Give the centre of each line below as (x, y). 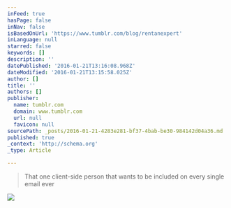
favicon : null (34, 124)
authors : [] (24, 92)
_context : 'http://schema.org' (53, 144)
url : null (28, 118)
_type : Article (29, 151)
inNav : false (26, 27)
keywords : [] (26, 53)
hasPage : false (29, 20)
